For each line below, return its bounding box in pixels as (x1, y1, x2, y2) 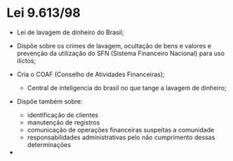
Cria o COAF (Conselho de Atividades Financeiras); (16, 70, 166, 78)
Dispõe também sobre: (16, 97, 84, 106)
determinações (27, 140, 72, 148)
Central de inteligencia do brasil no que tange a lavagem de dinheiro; (27, 83, 227, 92)
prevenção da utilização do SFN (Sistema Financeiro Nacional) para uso (16, 49, 225, 57)
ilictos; (16, 56, 36, 64)
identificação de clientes (27, 111, 99, 119)
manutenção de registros (27, 118, 100, 127)
